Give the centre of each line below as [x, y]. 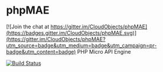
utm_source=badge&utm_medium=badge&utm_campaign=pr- [81, 45]
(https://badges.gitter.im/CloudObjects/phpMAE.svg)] [71, 32]
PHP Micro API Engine [104, 51]
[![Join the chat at [28, 27]
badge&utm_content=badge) [41, 51]
